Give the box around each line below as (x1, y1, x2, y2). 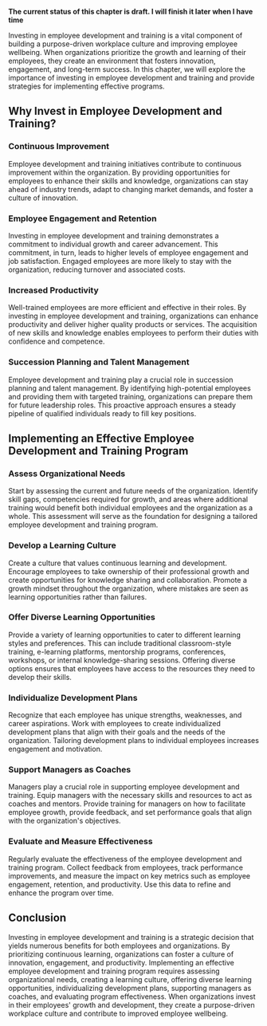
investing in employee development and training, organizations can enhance (8, 311, 259, 321)
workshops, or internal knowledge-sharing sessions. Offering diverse (8, 655, 236, 665)
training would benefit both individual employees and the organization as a (8, 503, 253, 513)
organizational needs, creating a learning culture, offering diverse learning (8, 974, 253, 984)
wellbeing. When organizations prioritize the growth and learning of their (8, 48, 247, 57)
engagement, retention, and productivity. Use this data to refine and (8, 879, 231, 889)
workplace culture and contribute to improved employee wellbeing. (8, 1008, 229, 1018)
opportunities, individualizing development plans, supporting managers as (8, 983, 252, 993)
